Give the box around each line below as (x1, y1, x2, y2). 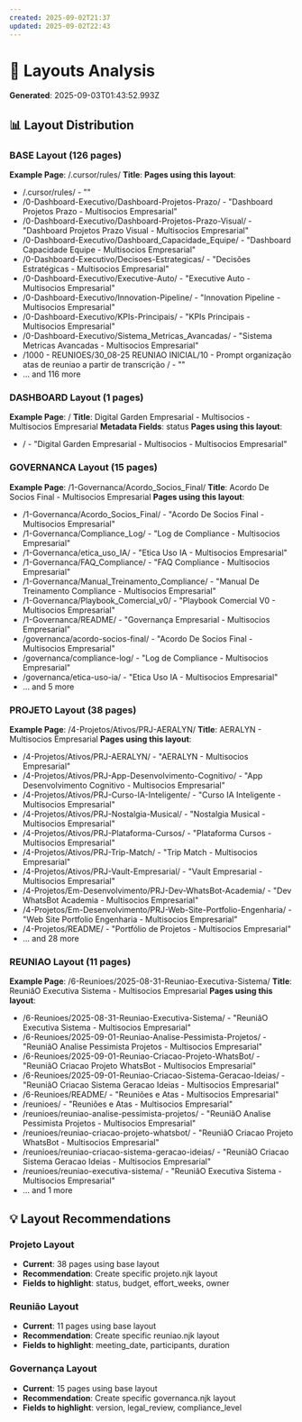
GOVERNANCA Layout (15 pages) (9, 461, 158, 474)
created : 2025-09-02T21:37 (9, 13, 111, 23)
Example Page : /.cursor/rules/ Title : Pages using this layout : (9, 169, 236, 180)
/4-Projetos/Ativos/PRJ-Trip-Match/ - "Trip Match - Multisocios (22, 847, 259, 858)
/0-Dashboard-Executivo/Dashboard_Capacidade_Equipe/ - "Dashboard (22, 235, 291, 246)
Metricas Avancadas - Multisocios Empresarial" (22, 340, 199, 351)
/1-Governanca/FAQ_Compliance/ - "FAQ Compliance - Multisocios (22, 556, 270, 568)
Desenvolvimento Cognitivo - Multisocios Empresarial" (22, 780, 225, 791)
